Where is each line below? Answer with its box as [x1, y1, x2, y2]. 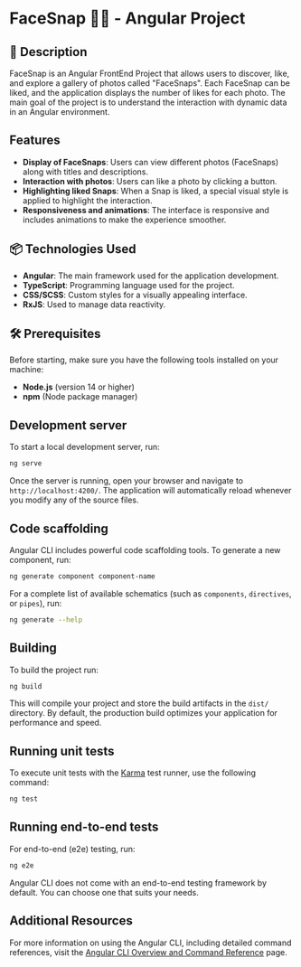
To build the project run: [9, 664, 99, 675]
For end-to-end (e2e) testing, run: [9, 843, 136, 854]
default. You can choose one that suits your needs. [9, 887, 199, 897]
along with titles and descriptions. [22, 166, 149, 177]
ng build [9, 681, 42, 690]
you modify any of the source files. [9, 494, 139, 505]
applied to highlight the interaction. [22, 194, 153, 206]
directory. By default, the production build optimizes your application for [9, 708, 278, 718]
